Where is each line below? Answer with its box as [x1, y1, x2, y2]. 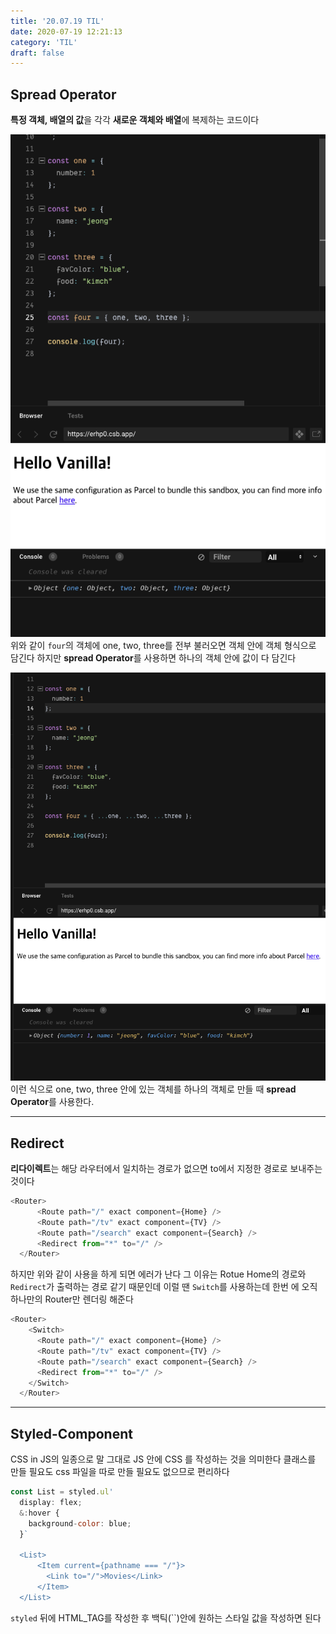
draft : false [10, 48, 65, 58]
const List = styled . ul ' [10, 1487, 114, 1497]
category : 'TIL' [10, 37, 78, 47]
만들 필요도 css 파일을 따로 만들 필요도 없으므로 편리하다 [10, 1466, 230, 1478]
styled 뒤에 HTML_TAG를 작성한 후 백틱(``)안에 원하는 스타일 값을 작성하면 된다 [10, 1611, 322, 1624]
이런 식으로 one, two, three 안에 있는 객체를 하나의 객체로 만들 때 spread [10, 1083, 297, 1095]
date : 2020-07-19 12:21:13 [10, 26, 123, 37]
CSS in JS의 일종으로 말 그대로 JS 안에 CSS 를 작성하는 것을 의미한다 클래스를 [10, 1453, 317, 1465]
